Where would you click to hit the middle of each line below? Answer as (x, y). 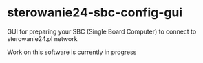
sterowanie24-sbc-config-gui (95, 13)
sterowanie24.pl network (42, 38)
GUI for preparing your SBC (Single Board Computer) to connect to (102, 32)
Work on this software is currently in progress (72, 52)
